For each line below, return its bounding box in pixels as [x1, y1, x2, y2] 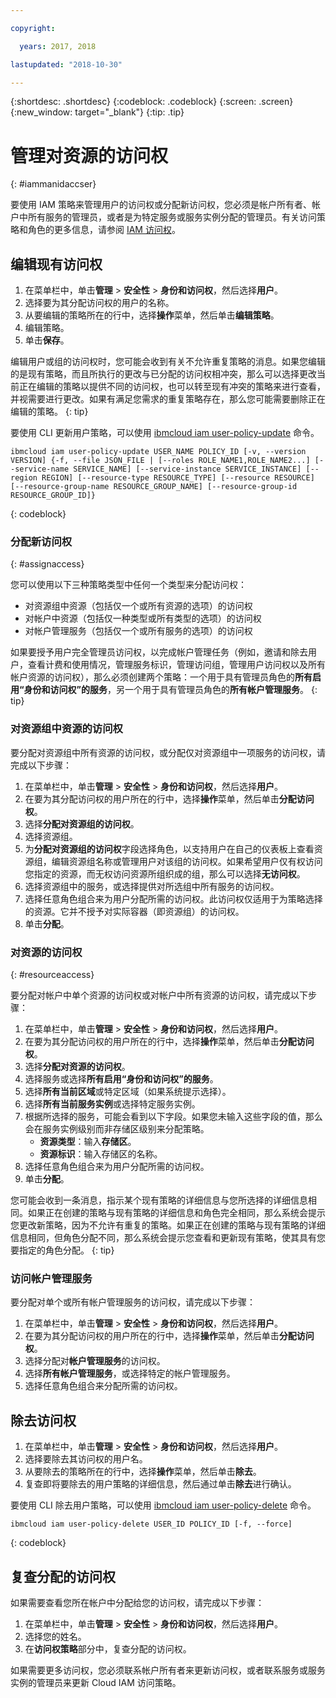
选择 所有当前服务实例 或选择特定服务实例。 [24, 1098, 201, 1110]
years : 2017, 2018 [19, 41, 97, 51]
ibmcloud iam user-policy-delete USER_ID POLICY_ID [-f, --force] [10, 1519, 293, 1530]
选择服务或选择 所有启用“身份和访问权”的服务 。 [24, 1073, 219, 1085]
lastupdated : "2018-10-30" [10, 59, 123, 70]
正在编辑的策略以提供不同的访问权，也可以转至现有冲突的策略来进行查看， [18, 381, 326, 393]
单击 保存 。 [24, 334, 70, 346]
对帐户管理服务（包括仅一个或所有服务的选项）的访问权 [24, 625, 253, 637]
